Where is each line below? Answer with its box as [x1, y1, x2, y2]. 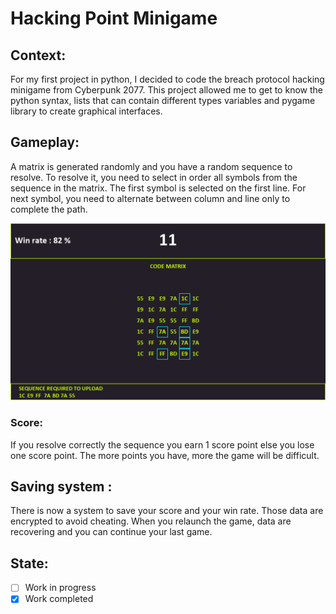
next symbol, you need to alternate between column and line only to [10, 192, 291, 204]
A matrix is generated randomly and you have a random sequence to [10, 160, 293, 172]
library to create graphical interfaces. [10, 105, 163, 117]
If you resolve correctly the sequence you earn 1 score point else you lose [10, 438, 315, 451]
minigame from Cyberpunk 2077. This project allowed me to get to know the [10, 84, 323, 96]
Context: [10, 47, 67, 64]
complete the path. [10, 203, 88, 215]
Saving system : [10, 478, 113, 495]
